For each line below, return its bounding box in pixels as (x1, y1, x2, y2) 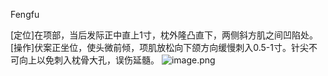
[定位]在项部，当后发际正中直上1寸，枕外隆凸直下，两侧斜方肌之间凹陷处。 (10, 29, 318, 41)
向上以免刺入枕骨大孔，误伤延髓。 (18, 54, 160, 66)
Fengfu (10, 9, 40, 20)
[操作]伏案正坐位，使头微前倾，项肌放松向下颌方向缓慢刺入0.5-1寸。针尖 (10, 42, 309, 53)
